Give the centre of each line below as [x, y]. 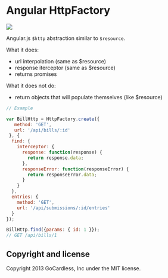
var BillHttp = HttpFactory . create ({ [53, 119]
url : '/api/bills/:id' [42, 130]
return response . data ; [56, 158]
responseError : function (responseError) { [75, 169]
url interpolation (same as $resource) [60, 61]
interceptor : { [36, 147]
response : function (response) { [62, 152]
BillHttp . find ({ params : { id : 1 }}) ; [53, 230]
